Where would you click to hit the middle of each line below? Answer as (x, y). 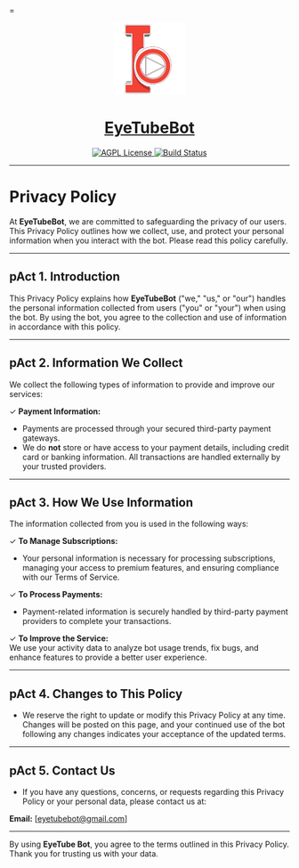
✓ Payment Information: (55, 411)
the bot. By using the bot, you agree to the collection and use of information (148, 317)
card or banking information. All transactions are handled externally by (151, 457)
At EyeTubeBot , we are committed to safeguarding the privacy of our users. (148, 221)
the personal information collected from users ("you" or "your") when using (148, 307)
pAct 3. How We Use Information (101, 503)
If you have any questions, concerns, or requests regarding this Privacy (153, 791)
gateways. (41, 438)
